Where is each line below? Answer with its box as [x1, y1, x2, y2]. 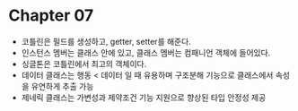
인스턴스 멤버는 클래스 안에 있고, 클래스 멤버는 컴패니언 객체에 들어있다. [21, 47, 271, 58]
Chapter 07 [8, 5, 94, 26]
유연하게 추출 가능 [31, 81, 94, 91]
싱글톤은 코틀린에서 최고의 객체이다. [21, 58, 147, 69]
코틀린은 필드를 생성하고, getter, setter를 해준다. [21, 36, 192, 47]
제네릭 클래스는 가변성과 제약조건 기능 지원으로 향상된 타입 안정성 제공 [21, 91, 267, 103]
